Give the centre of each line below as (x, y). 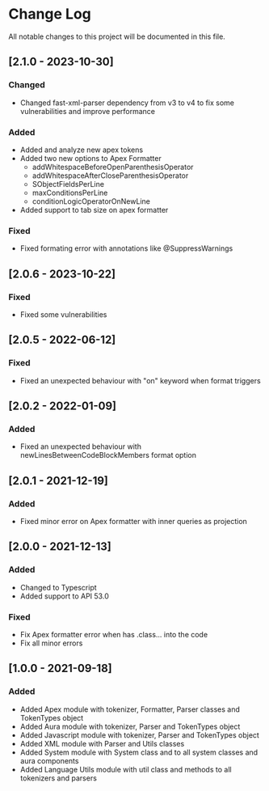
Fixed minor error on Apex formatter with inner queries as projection (134, 521)
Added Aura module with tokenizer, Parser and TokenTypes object (130, 726)
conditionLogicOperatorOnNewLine (91, 201)
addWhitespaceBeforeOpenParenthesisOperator (113, 167)
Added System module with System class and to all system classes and (139, 752)
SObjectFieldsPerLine (68, 184)
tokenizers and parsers (58, 778)
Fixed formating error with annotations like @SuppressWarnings (126, 248)
